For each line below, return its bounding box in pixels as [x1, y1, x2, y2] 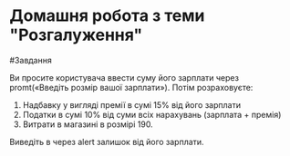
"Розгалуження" [9, 24, 143, 45]
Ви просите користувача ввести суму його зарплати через [9, 72, 240, 83]
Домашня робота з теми [9, 5, 205, 26]
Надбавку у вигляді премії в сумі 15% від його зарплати [22, 99, 242, 110]
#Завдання [9, 54, 52, 65]
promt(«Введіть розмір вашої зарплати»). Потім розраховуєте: [9, 82, 254, 93]
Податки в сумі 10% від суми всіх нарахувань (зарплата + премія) [22, 109, 282, 120]
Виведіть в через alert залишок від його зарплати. [9, 136, 204, 147]
